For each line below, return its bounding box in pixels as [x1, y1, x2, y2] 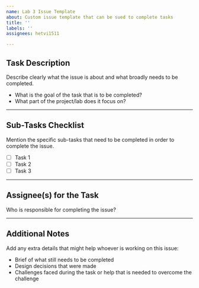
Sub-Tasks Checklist [6, 120, 85, 130]
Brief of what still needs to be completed [14, 256, 114, 263]
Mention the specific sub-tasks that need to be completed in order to [6, 136, 175, 143]
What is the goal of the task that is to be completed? [14, 91, 142, 98]
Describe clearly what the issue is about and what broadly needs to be [6, 73, 178, 81]
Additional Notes [6, 229, 70, 239]
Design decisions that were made [14, 262, 97, 270]
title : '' [6, 20, 31, 25]
